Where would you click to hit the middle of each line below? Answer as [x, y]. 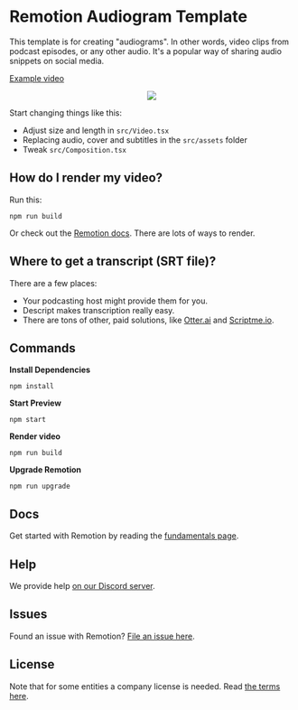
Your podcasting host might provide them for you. [115, 301]
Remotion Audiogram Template [129, 17]
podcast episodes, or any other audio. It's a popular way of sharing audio [146, 51]
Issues [28, 615]
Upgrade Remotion [45, 470]
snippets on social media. [57, 61]
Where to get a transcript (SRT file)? [113, 262]
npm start [28, 420]
